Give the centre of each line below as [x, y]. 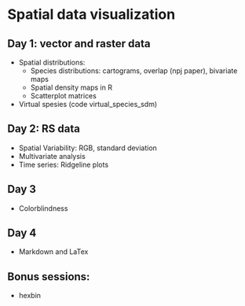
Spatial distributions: [52, 62]
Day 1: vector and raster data [79, 44]
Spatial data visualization [91, 15]
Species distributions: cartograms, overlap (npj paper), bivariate [134, 71]
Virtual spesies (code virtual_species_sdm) [88, 104]
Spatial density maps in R [71, 87]
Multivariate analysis [52, 156]
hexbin [29, 296]
